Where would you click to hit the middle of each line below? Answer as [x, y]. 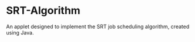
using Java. [20, 32]
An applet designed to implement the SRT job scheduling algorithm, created [98, 26]
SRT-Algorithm [43, 11]
